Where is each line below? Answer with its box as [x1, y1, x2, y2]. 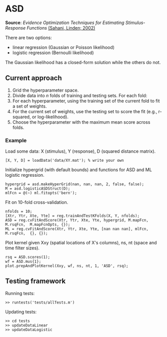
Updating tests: [5, 308, 37, 314]
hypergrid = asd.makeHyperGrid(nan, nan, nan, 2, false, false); [5, 182, 144, 187]
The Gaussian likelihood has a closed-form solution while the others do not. [5, 59, 161, 65]
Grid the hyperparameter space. [12, 87, 79, 93]
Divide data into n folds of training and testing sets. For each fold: [12, 92, 147, 98]
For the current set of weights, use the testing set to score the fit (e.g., [12, 108, 157, 114]
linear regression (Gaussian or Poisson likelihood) [12, 44, 115, 50]
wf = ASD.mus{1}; [5, 259, 41, 264]
